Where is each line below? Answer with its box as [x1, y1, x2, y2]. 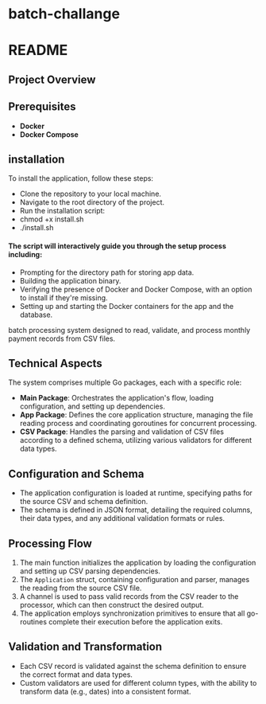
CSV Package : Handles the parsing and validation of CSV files [19, 427, 225, 436]
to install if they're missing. [19, 292, 109, 303]
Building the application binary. [19, 276, 121, 285]
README [8, 41, 68, 60]
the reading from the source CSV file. [19, 583, 142, 593]
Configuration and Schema [8, 467, 145, 480]
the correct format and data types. [19, 670, 133, 679]
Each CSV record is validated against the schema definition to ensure [19, 661, 247, 671]
